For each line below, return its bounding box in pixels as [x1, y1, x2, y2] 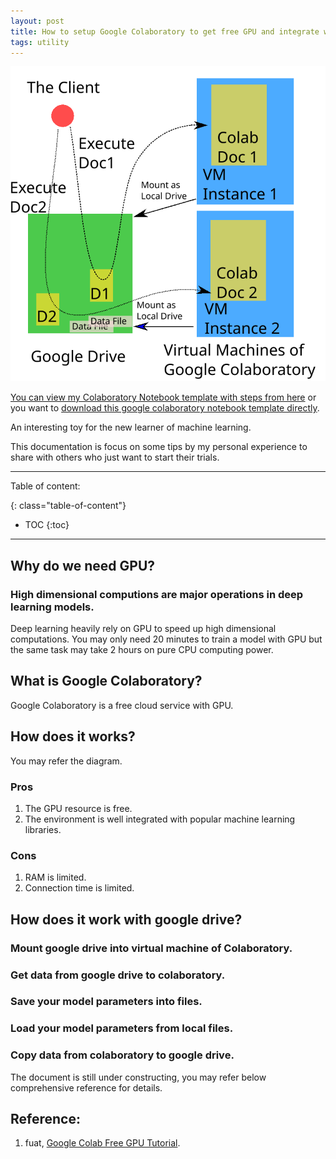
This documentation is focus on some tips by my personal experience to [10, 441, 308, 453]
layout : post [10, 16, 65, 26]
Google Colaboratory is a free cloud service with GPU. [10, 699, 234, 711]
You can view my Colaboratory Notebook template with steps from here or [10, 391, 317, 404]
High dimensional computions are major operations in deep [10, 587, 304, 601]
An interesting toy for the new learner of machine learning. [10, 421, 252, 434]
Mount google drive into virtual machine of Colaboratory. [10, 941, 293, 955]
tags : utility [10, 37, 70, 47]
